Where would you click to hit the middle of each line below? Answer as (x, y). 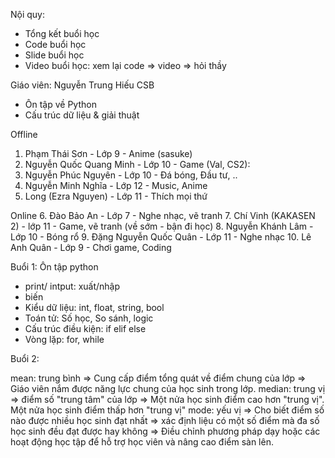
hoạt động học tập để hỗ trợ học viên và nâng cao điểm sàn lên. (142, 442)
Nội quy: (28, 14)
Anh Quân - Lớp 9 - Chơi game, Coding (91, 247)
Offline (24, 134)
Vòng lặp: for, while (64, 339)
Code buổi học (55, 44)
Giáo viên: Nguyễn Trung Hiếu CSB (82, 85)
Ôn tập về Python (60, 104)
